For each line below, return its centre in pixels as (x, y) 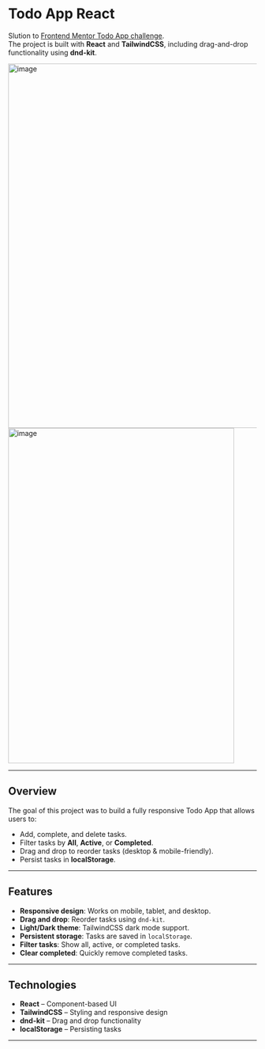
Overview (33, 791)
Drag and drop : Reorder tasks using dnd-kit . (92, 919)
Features (30, 892)
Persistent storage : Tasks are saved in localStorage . (106, 936)
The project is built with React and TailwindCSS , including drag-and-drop (128, 44)
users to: (22, 819)
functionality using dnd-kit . (52, 52)
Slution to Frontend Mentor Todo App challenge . (86, 36)
